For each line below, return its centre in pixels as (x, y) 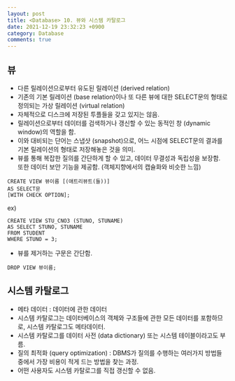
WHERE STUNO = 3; (33, 239)
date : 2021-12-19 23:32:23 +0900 (56, 27)
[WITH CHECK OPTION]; (39, 195)
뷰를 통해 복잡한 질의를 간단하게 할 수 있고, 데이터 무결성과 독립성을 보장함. (119, 158)
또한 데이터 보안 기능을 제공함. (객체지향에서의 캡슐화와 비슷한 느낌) (109, 167)
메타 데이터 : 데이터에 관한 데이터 (62, 309)
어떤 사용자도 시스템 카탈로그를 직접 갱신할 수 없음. (86, 370)
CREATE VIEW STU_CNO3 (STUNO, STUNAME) (65, 221)
